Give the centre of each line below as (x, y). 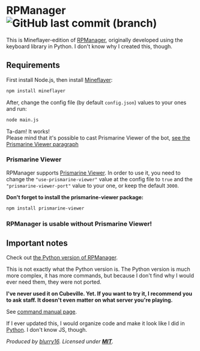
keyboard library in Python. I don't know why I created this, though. (89, 46)
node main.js (23, 120)
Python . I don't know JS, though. (47, 330)
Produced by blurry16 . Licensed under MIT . (60, 341)
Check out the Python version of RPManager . (62, 258)
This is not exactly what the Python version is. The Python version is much (98, 269)
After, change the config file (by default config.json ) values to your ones (96, 102)
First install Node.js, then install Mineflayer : (59, 79)
